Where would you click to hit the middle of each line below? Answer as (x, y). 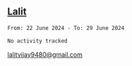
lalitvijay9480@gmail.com (45, 54)
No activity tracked (38, 41)
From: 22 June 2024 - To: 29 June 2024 (66, 28)
